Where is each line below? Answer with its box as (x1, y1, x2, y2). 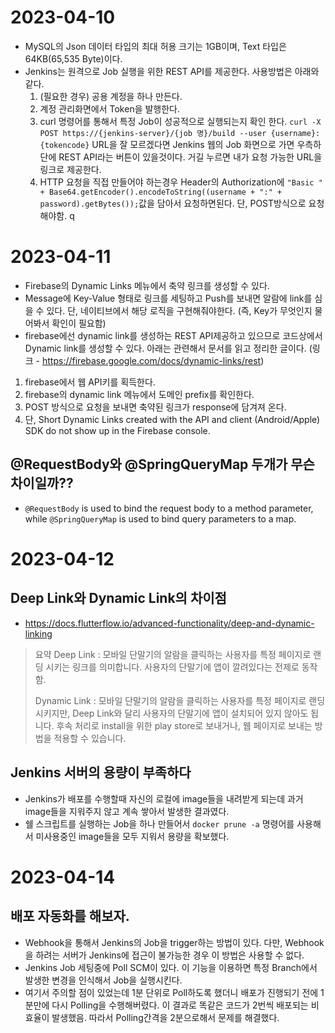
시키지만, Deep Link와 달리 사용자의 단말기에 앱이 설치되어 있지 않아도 (34, 707, 309, 719)
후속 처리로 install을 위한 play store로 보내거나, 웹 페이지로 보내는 (56, 719, 313, 731)
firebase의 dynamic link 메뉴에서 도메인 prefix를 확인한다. (24, 388, 255, 400)
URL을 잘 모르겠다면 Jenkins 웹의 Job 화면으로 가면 (91, 138, 295, 150)
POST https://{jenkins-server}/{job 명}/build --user (39, 128, 267, 138)
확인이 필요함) (51, 317, 107, 329)
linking (24, 627, 53, 640)
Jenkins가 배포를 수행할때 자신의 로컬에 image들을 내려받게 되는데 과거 (24, 792, 304, 805)
